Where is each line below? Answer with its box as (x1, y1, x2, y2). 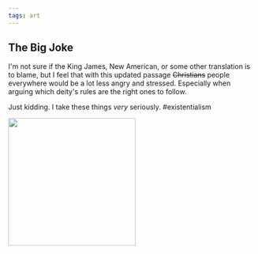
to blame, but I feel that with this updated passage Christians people (8, 70, 230, 80)
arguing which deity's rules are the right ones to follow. (8, 87, 187, 97)
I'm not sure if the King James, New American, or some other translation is (8, 62, 251, 71)
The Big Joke (8, 41, 73, 55)
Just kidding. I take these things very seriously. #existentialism (8, 102, 211, 112)
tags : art (8, 11, 41, 20)
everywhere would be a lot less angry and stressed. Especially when (8, 78, 231, 88)
